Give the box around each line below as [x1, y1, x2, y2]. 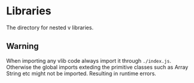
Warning [6, 41, 39, 51]
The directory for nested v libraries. [6, 24, 94, 31]
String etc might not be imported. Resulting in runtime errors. [6, 70, 157, 77]
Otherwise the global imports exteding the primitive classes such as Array [6, 63, 189, 70]
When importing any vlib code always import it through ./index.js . [6, 57, 172, 64]
